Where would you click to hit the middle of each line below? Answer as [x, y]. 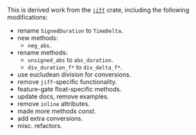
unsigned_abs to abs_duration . [70, 60]
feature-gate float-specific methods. [69, 89]
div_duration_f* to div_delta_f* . [75, 67]
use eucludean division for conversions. [74, 74]
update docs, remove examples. [63, 96]
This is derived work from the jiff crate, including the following [98, 10]
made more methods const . [56, 111]
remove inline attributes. [53, 104]
